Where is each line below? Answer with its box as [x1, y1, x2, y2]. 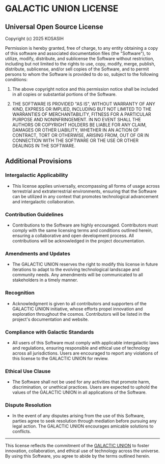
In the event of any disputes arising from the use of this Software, [12, 413, 145, 419]
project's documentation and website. [12, 316, 89, 322]
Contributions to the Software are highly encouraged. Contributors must [12, 222, 158, 228]
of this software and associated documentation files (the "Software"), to [5, 50, 151, 56]
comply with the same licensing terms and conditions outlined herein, [12, 227, 153, 233]
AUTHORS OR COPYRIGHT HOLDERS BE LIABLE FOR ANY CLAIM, [12, 122, 147, 128]
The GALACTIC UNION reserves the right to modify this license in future [12, 262, 158, 267]
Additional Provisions [5, 157, 72, 166]
